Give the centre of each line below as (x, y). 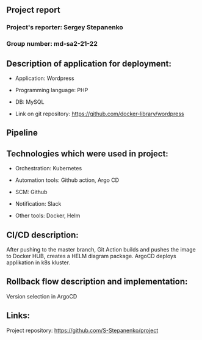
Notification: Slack (38, 204)
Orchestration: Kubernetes (49, 168)
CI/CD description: (43, 235)
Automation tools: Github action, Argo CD (67, 180)
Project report (34, 10)
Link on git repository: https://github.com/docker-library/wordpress (99, 114)
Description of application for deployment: (89, 63)
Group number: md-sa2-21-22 (52, 44)
